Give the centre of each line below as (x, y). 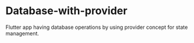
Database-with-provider (67, 11)
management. (22, 33)
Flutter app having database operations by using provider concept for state (97, 27)
